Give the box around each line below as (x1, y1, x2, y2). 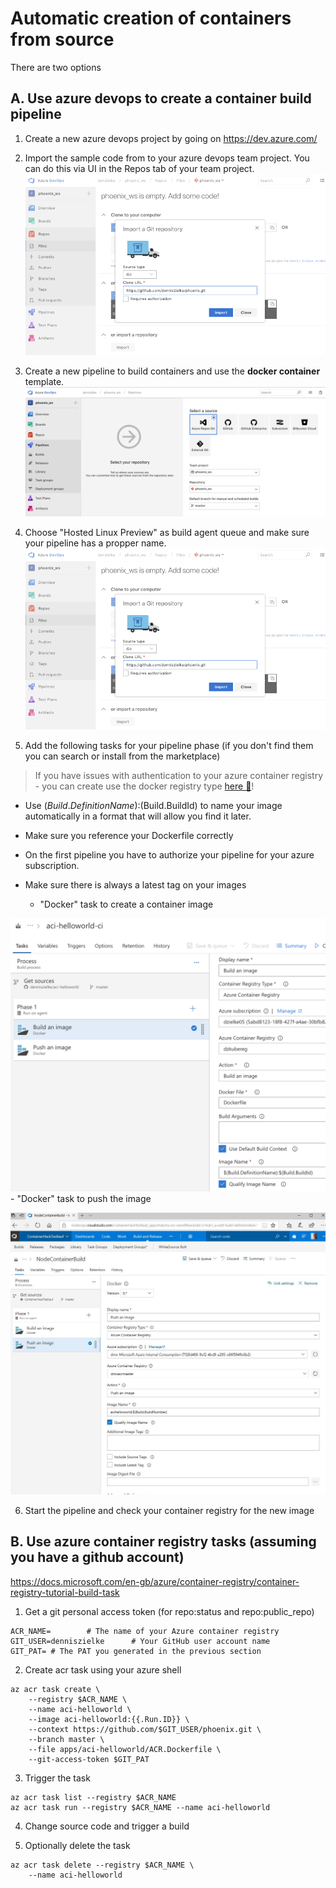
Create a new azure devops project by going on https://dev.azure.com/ (24, 132, 318, 144)
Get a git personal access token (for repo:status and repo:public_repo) (24, 1605, 315, 1617)
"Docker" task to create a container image (39, 898, 214, 911)
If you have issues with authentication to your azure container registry (34, 770, 324, 782)
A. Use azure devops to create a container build (10, 90, 312, 107)
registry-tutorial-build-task (10, 1586, 120, 1598)
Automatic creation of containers (10, 7, 292, 30)
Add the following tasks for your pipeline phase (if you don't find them (24, 740, 314, 752)
